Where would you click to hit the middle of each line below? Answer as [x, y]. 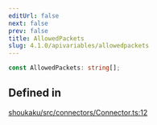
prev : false [28, 31]
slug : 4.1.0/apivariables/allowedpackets [79, 46]
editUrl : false [34, 16]
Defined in [35, 93]
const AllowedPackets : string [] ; [64, 68]
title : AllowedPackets [46, 38]
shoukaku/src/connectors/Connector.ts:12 [78, 112]
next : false [28, 23]
